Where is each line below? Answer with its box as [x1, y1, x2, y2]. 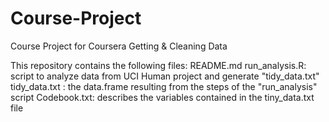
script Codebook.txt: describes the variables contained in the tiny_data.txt [10, 91, 315, 103]
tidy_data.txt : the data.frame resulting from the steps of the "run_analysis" [10, 80, 318, 92]
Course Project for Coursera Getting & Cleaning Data [10, 40, 228, 52]
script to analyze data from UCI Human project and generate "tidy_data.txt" [10, 70, 320, 82]
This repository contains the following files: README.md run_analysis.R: [10, 59, 307, 71]
